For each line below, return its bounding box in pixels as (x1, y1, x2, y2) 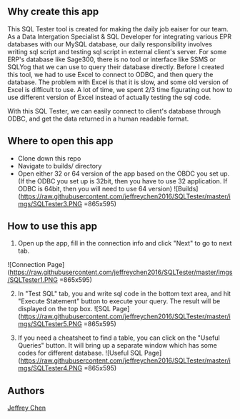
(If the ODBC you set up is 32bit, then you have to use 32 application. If (17, 176, 228, 185)
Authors (7, 385, 45, 397)
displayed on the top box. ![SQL (17, 305, 111, 313)
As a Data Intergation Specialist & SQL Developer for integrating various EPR (7, 32, 232, 41)
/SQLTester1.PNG (7, 276, 59, 284)
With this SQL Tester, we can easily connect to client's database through (7, 106, 221, 115)
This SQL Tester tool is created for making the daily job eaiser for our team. (7, 24, 229, 33)
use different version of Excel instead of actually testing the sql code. (7, 93, 211, 101)
